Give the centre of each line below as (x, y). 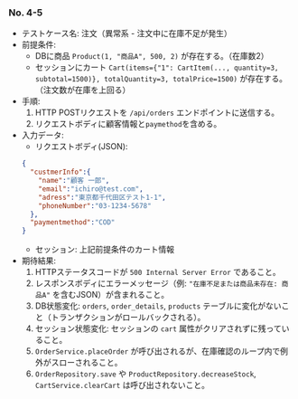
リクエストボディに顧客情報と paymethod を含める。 (128, 124)
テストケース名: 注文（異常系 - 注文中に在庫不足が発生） (126, 33)
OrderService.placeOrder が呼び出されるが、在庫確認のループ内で (158, 351)
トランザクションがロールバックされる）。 (128, 318)
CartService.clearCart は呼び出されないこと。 (122, 385)
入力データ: (42, 135)
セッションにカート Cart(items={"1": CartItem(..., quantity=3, (157, 67)
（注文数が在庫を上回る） (83, 90)
